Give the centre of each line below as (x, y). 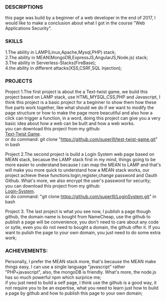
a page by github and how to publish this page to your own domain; (74, 293)
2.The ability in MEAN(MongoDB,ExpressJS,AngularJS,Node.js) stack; (77, 57)
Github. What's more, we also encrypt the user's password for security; (78, 181)
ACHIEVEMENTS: (27, 251)
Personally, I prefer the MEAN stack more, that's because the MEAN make (81, 262)
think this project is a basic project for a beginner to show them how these (81, 102)
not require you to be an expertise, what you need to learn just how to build (82, 288)
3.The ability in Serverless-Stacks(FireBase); (51, 63)
